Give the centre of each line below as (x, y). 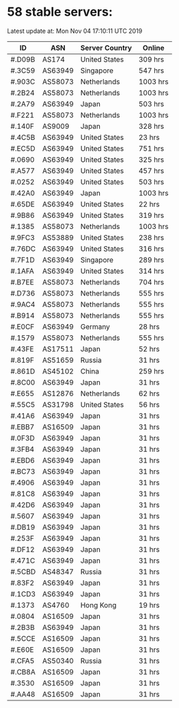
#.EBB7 (23, 427)
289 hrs (151, 260)
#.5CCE (23, 638)
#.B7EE (22, 282)
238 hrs (151, 237)
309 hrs (151, 59)
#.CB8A (23, 672)
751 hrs (151, 148)
